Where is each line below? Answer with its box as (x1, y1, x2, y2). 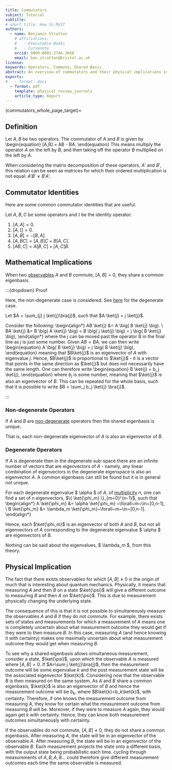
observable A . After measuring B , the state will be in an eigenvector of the (5, 738, 161, 744)
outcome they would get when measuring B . (5, 641, 99, 647)
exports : (5, 74, 24, 80)
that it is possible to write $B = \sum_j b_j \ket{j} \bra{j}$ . (5, 383, 126, 390)
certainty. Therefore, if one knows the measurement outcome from (5, 695, 146, 701)
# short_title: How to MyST (5, 22, 66, 27)
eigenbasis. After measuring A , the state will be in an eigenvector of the (5, 732, 156, 739)
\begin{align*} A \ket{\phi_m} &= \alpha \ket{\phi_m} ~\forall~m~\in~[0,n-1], (5, 501, 165, 507)
